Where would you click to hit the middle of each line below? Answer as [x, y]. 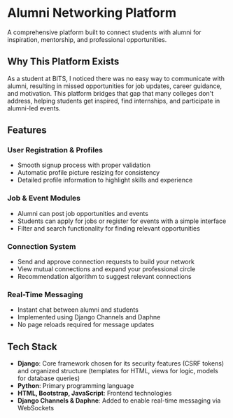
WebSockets [36, 408]
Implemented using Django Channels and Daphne [89, 317]
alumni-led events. [34, 108]
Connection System [42, 246]
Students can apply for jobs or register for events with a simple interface [122, 221]
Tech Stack [32, 346]
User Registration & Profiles [55, 150]
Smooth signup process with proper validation [84, 165]
